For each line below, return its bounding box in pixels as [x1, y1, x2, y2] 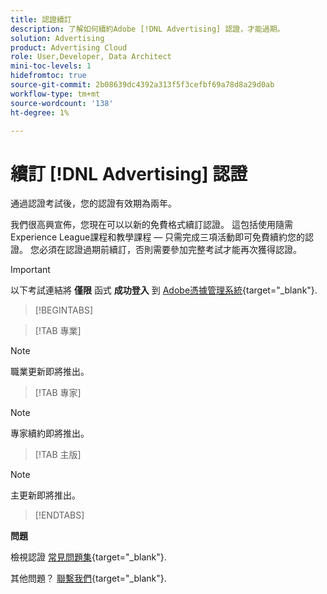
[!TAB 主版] [34, 449, 82, 461]
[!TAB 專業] [34, 325, 82, 337]
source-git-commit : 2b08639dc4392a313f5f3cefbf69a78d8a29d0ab [10, 80, 275, 90]
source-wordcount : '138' [10, 98, 114, 108]
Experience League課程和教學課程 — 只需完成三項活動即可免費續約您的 [10, 231, 306, 243]
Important [10, 264, 51, 276]
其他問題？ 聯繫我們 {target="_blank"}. [10, 572, 167, 585]
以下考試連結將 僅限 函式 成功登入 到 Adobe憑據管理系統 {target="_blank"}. [10, 284, 318, 296]
